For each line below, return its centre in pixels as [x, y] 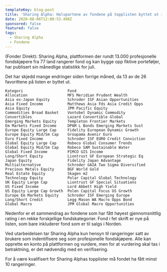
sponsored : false [23, 24]
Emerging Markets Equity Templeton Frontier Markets [65, 121]
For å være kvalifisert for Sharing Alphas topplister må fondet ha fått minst [81, 259]
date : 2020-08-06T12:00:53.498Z [39, 19]
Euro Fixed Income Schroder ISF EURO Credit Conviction [75, 139]
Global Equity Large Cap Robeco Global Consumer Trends [69, 143]
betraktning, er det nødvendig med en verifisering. [57, 249]
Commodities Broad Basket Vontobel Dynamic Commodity [65, 112]
